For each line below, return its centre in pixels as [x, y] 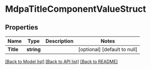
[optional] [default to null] [108, 49]
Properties [22, 27]
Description [60, 41]
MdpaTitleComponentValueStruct [76, 9]
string [33, 49]
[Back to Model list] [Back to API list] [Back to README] [61, 62]
